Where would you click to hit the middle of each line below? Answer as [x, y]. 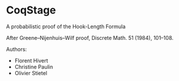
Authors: [16, 49]
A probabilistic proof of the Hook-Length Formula [66, 26]
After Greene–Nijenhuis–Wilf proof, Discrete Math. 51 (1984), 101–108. [90, 38]
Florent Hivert [31, 60]
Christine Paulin [34, 67]
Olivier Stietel [31, 73]
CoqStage [31, 10]
